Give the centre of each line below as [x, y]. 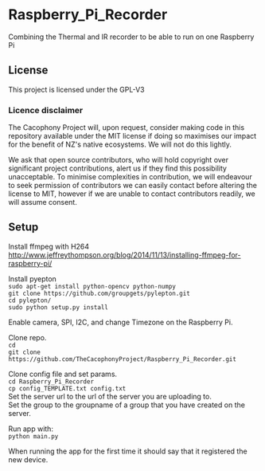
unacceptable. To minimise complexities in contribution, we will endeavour [130, 177]
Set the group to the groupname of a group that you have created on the [127, 405]
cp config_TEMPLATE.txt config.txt [67, 388]
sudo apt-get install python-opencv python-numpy [92, 286]
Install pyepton [33, 279]
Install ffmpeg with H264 [49, 246]
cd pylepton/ [30, 300]
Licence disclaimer [46, 110]
